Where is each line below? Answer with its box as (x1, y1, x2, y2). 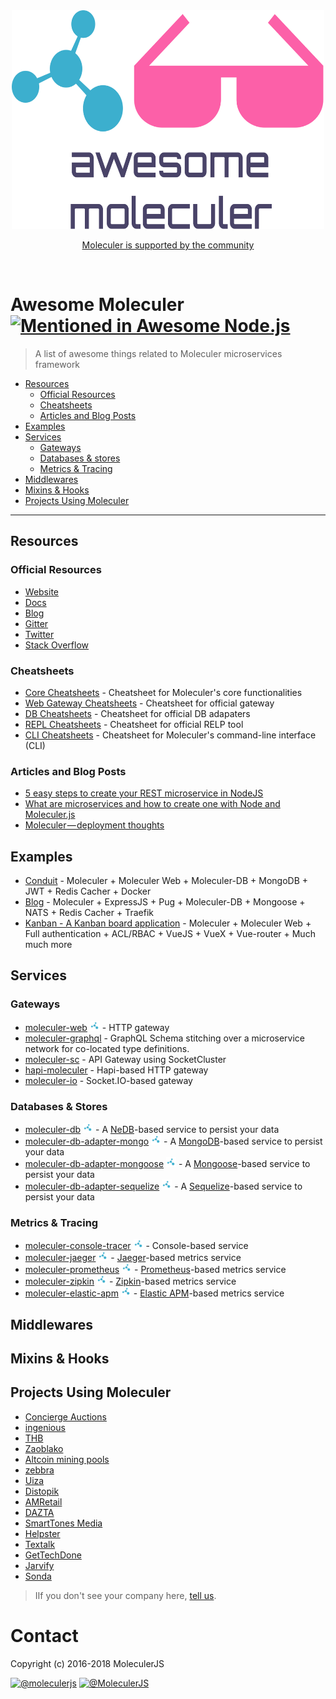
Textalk (24, 1538, 56, 1550)
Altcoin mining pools (24, 1453, 110, 1465)
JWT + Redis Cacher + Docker (24, 885, 152, 898)
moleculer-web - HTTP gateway (24, 1021, 170, 1033)
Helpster (24, 1527, 61, 1539)
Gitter (24, 617, 49, 629)
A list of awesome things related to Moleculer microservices (34, 347, 283, 359)
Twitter (24, 628, 55, 640)
